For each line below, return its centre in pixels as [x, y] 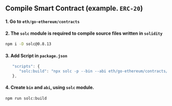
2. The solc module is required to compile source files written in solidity [84, 33]
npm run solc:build [26, 99]
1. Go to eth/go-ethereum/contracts [42, 21]
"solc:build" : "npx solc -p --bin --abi [62, 71]
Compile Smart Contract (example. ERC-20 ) [74, 8]
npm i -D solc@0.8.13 [28, 44]
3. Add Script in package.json [36, 55]
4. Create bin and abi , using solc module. [50, 88]
